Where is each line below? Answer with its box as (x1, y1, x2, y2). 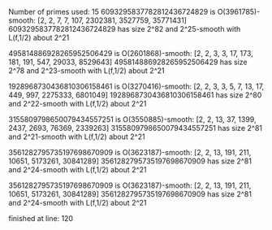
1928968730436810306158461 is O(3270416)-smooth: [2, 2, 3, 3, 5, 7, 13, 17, (8, 81, 265, 91)
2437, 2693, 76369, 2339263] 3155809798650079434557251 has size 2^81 (8, 124, 262, 132)
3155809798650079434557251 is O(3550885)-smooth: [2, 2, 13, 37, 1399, (8, 115, 257, 124)
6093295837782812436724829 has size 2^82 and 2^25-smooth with (8, 24, 241, 33)
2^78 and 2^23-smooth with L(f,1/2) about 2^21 (8, 66, 165, 76)
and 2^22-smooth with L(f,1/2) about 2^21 (8, 99, 147, 108)
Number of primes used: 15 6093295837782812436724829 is (8, 7, 216, 16)
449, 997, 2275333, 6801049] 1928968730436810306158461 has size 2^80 (8, 90, 262, 100)
